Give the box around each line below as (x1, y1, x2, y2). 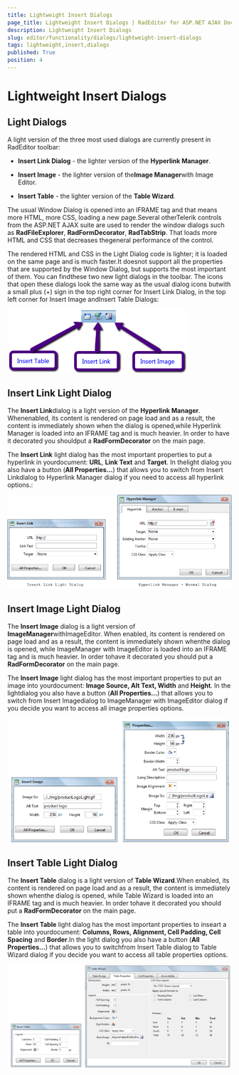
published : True (7, 49, 55, 56)
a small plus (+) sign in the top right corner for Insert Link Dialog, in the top (7, 287, 226, 295)
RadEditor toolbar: (7, 142, 60, 151)
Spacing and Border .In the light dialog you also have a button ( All (7, 935, 201, 943)
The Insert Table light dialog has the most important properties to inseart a (7, 920, 227, 928)
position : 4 (7, 57, 43, 64)
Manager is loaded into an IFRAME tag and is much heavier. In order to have (7, 429, 230, 437)
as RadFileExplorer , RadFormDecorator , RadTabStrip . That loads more (7, 228, 218, 236)
